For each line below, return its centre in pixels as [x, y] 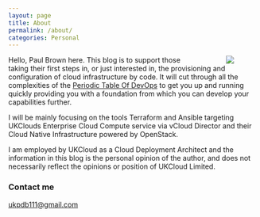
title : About [30, 23]
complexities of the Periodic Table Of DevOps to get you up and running [126, 86]
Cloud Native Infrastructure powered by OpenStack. [93, 135]
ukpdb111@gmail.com [43, 204]
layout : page [30, 15]
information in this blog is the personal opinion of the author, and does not [130, 158]
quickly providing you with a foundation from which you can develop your [128, 94]
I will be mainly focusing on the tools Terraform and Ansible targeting [121, 118]
